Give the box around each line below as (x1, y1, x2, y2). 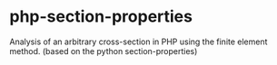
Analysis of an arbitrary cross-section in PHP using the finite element (9, 36, 268, 47)
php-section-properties (9, 6, 193, 27)
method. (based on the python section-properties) (9, 45, 198, 56)
